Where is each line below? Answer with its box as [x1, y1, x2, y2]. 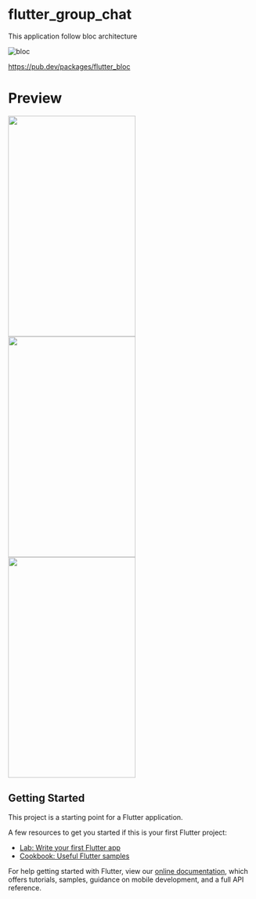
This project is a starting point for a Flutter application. [8, 812, 183, 821]
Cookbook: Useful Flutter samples [19, 851, 130, 861]
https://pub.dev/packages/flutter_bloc [8, 61, 131, 71]
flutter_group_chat [8, 5, 132, 24]
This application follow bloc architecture [8, 31, 138, 41]
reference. [8, 883, 41, 892]
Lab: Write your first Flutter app [19, 843, 121, 852]
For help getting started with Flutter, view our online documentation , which [8, 866, 249, 875]
